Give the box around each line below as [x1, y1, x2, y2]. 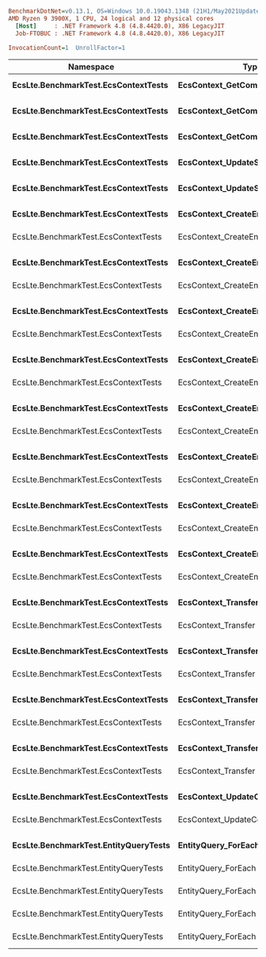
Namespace [67, 61, 115, 72]
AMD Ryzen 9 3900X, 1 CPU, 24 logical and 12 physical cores [8, 14, 215, 22]
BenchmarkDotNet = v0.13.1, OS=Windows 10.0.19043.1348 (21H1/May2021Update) [8, 7, 264, 15]
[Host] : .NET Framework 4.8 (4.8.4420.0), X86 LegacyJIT [15, 21, 225, 30]
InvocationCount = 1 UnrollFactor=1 [8, 44, 126, 52]
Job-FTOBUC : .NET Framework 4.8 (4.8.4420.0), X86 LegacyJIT [15, 29, 225, 37]
